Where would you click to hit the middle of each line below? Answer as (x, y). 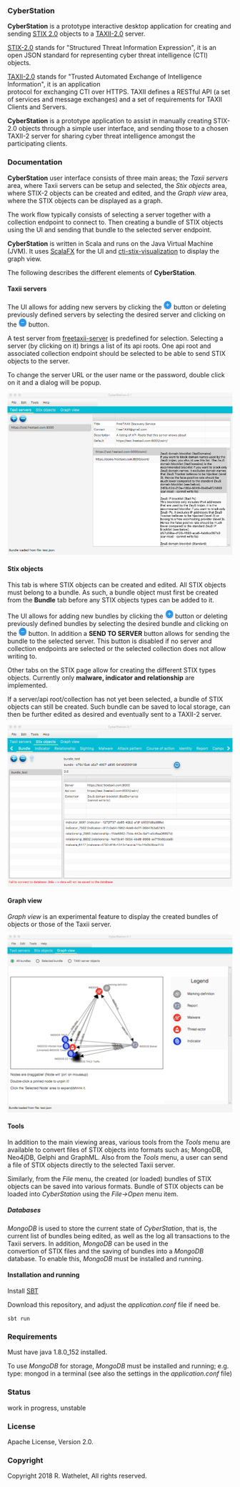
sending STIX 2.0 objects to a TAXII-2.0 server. (76, 34)
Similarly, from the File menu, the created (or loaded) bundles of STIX (110, 1178)
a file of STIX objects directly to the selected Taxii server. (91, 1165)
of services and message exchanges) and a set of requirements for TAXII (115, 99)
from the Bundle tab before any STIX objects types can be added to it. (111, 600)
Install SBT (23, 1291)
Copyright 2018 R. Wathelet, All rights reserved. (77, 1476)
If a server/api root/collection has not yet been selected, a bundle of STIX (115, 699)
